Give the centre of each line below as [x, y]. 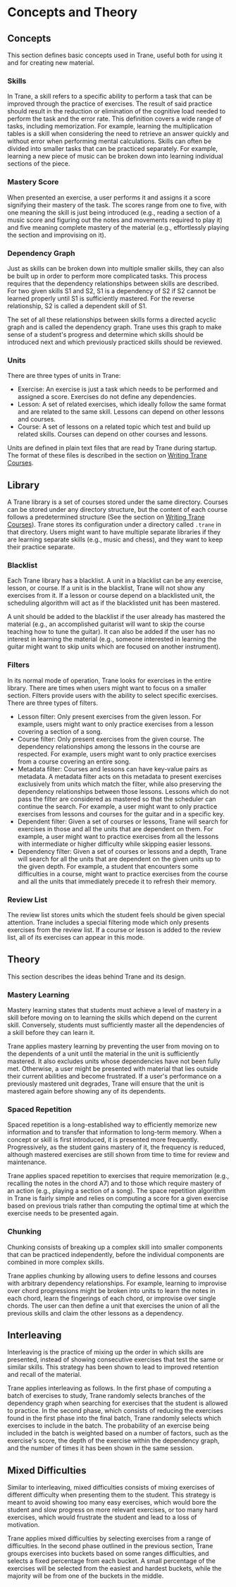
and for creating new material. [51, 63]
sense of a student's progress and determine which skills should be [105, 334]
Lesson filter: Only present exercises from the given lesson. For [110, 716]
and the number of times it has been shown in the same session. [101, 1448]
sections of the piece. [39, 164]
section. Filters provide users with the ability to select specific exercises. [113, 695]
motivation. [24, 1525]
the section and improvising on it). [57, 235]
